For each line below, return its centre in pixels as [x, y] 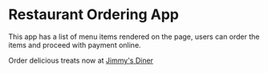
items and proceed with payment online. [75, 44]
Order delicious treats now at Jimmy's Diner [81, 60]
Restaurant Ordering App [93, 15]
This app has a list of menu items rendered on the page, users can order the [134, 36]
